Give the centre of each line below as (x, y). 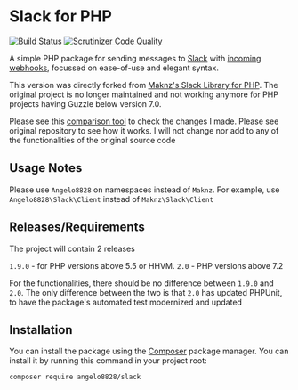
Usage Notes (46, 168)
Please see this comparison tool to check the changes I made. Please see (144, 121)
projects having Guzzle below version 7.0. (85, 103)
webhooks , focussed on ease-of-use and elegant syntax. (114, 68)
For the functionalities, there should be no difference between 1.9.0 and (141, 283)
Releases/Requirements (77, 227)
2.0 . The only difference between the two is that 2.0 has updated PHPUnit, (146, 292)
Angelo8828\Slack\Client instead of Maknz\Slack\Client (112, 199)
